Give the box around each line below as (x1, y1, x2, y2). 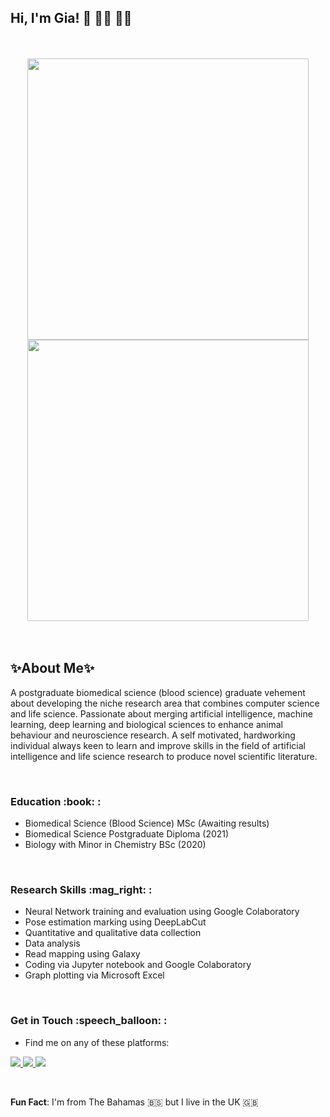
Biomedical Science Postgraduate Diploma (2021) (24, 827, 230, 840)
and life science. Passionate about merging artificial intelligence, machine (10, 707, 313, 720)
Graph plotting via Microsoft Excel (24, 969, 165, 981)
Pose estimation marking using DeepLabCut (24, 916, 207, 928)
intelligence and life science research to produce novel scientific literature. (10, 750, 318, 762)
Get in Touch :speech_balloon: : (10, 1014, 168, 1028)
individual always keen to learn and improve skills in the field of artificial (10, 739, 306, 751)
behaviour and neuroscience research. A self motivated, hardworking (10, 729, 296, 741)
